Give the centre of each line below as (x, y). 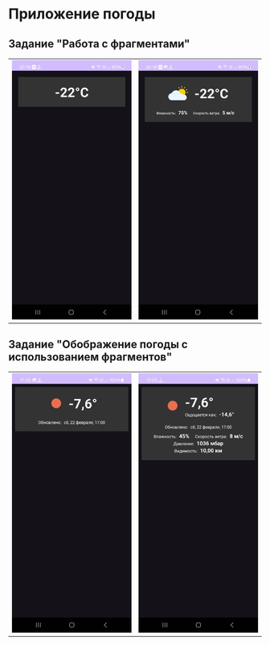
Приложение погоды (82, 14)
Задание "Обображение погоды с (98, 344)
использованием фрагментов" (90, 357)
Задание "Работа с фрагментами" (99, 44)
